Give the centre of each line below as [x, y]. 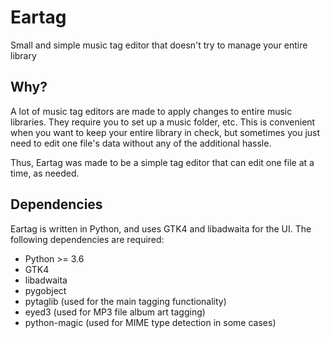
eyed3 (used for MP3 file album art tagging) [115, 312]
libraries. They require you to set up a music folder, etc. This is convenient [163, 122]
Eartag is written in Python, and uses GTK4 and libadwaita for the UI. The [161, 228]
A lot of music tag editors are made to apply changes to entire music [151, 111]
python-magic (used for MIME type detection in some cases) [150, 322]
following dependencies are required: [87, 239]
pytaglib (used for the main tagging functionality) [125, 301]
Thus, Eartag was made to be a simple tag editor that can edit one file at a [162, 162]
